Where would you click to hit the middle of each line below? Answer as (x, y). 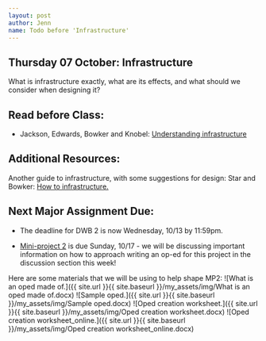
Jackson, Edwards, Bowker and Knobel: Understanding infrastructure (133, 134)
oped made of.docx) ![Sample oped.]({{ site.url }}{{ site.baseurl (112, 295)
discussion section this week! (68, 262)
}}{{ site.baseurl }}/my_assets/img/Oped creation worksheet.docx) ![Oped (129, 312)
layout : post (30, 15)
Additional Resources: (64, 159)
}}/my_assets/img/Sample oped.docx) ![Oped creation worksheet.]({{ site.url (133, 303)
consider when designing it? (54, 90)
